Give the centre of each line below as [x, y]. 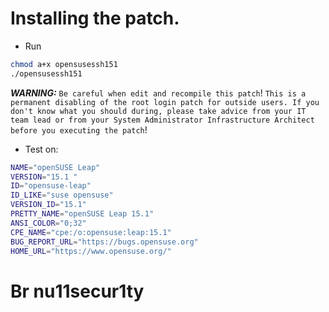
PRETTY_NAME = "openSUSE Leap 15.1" [82, 214]
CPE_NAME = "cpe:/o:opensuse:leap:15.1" [91, 232]
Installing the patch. [95, 18]
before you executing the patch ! [79, 129]
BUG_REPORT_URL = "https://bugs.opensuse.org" [104, 242]
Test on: [41, 149]
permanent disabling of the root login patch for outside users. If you [165, 102]
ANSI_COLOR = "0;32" [48, 223]
